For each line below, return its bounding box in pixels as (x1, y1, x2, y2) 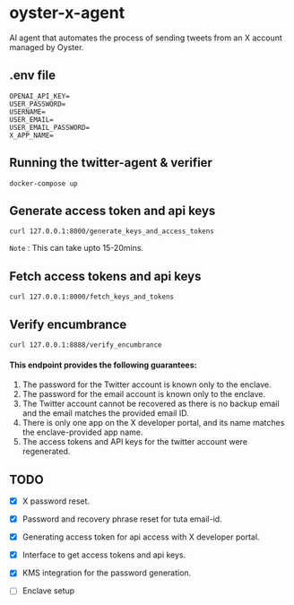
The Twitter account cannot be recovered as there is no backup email (22, 398, 280, 410)
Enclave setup (22, 585, 75, 596)
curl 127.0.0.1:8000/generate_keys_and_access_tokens (9, 227, 215, 236)
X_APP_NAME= (9, 131, 54, 140)
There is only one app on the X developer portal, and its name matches (22, 418, 285, 428)
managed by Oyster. (9, 41, 84, 52)
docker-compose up (9, 178, 78, 188)
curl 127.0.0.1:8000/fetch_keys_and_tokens (9, 292, 175, 302)
